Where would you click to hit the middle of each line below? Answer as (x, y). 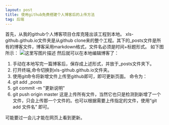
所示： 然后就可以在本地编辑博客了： (62, 53)
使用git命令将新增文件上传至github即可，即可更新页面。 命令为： (80, 77)
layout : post (19, 10)
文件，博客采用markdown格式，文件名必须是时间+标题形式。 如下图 (93, 47)
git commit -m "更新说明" (39, 88)
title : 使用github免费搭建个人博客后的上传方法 (50, 15)
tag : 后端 (15, 19)
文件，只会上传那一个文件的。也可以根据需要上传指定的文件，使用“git (85, 101)
